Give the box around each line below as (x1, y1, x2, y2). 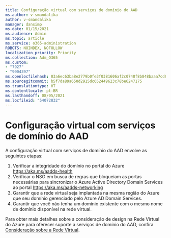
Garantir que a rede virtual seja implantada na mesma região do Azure (12, 190, 160, 196)
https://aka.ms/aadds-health (12, 168, 73, 174)
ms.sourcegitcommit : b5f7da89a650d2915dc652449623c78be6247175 (5, 79, 142, 84)
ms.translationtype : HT (5, 83, 56, 88)
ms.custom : (5, 60, 28, 65)
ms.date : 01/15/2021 (5, 27, 49, 32)
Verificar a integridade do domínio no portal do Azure (12, 163, 125, 169)
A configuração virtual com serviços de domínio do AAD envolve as (5, 148, 147, 154)
